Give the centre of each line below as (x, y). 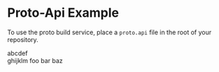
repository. (23, 39)
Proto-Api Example (63, 13)
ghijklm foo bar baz (35, 60)
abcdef (17, 53)
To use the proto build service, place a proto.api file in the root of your (109, 32)
